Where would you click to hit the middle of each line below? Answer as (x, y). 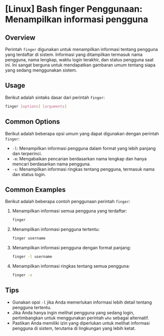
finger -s (22, 275)
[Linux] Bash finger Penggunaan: (74, 9)
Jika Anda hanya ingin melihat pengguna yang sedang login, (73, 312)
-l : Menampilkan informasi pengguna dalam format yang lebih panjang (84, 148)
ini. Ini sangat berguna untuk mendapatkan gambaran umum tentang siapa (80, 65)
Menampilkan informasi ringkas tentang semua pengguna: (71, 266)
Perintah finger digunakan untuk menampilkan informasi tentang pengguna (82, 49)
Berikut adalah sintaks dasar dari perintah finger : (55, 97)
